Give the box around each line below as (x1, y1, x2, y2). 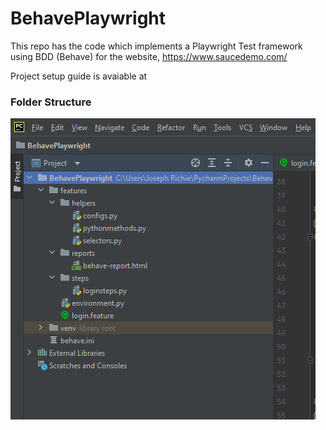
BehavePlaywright (10, 7, 167, 30)
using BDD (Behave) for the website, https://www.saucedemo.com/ (10, 50, 288, 62)
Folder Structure (10, 95, 92, 109)
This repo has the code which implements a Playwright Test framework (10, 40, 303, 52)
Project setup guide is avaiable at (10, 70, 148, 82)
